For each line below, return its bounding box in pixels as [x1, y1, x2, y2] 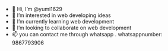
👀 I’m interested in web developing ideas [11, 12, 111, 19]
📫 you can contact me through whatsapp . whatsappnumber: [11, 31, 163, 38]
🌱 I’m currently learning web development [11, 18, 115, 25]
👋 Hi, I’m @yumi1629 [11, 6, 62, 12]
